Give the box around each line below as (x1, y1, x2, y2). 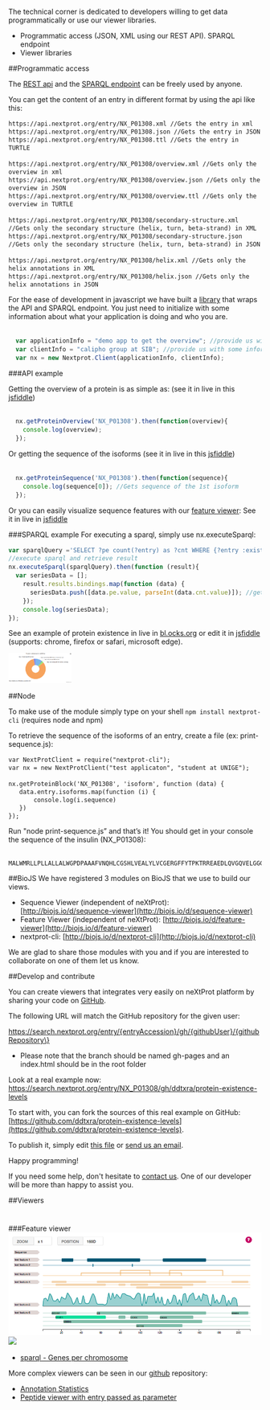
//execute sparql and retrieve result (8, 555, 138, 563)
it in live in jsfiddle (8, 514, 68, 523)
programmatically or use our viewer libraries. (8, 15, 157, 25)
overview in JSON (8, 184, 67, 192)
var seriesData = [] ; (15, 572, 88, 580)
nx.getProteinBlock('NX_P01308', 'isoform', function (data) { (8, 780, 225, 789)
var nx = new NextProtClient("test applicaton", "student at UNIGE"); (8, 764, 250, 773)
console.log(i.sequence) (33, 796, 117, 805)
